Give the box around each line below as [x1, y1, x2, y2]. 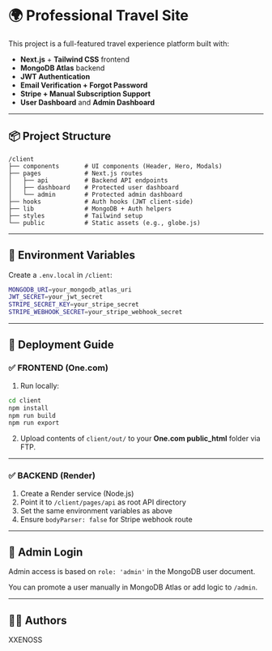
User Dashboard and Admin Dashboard [19, 97, 155, 107]
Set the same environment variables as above [19, 505, 172, 515]
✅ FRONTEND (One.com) [8, 362, 109, 373]
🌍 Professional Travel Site [8, 6, 189, 25]
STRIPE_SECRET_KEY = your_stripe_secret [8, 300, 139, 308]
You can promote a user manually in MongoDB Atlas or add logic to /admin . [8, 582, 258, 592]
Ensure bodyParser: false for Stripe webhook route [19, 514, 193, 524]
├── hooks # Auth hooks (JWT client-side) [8, 198, 194, 206]
